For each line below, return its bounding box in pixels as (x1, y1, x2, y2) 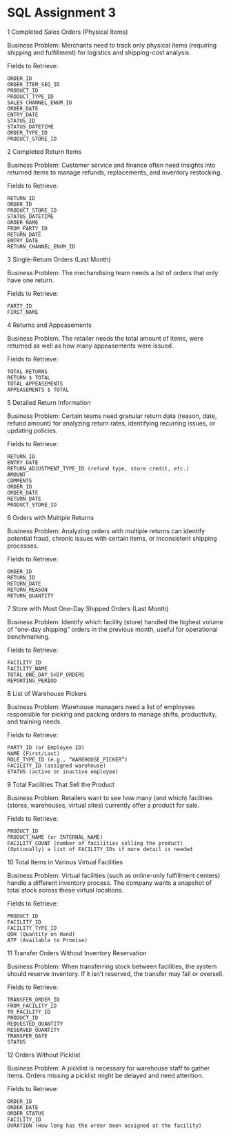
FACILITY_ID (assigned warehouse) (7, 762, 107, 769)
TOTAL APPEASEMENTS (7, 380, 63, 387)
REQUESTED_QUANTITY (7, 1020, 63, 1027)
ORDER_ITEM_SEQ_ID (7, 81, 60, 88)
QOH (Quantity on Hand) (7, 930, 76, 937)
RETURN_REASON (7, 586, 48, 593)
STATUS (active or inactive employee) (7, 768, 119, 775)
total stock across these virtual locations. (7, 886, 124, 894)
